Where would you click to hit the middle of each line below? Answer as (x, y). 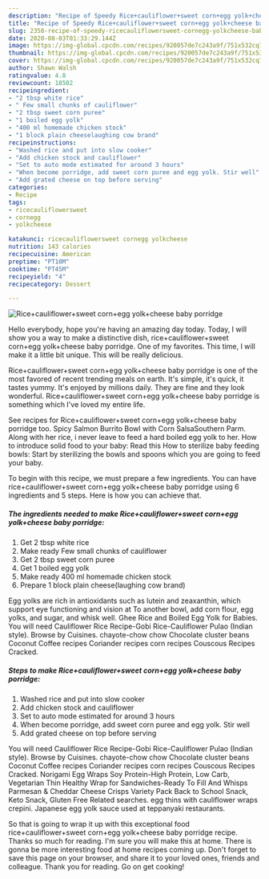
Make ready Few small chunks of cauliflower (93, 551)
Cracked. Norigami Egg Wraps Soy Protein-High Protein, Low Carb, (119, 775)
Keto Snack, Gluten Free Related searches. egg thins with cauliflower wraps (133, 800)
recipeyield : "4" (37, 277)
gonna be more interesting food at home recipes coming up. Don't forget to (132, 850)
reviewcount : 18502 (41, 83)
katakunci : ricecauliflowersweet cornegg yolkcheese (98, 239)
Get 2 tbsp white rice (54, 543)
